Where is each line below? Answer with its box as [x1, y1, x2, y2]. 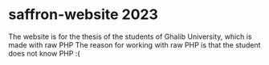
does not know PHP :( [8, 48, 80, 58]
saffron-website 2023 [8, 6, 159, 24]
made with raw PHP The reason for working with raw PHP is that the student [8, 40, 261, 49]
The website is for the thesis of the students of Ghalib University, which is [8, 32, 252, 41]
